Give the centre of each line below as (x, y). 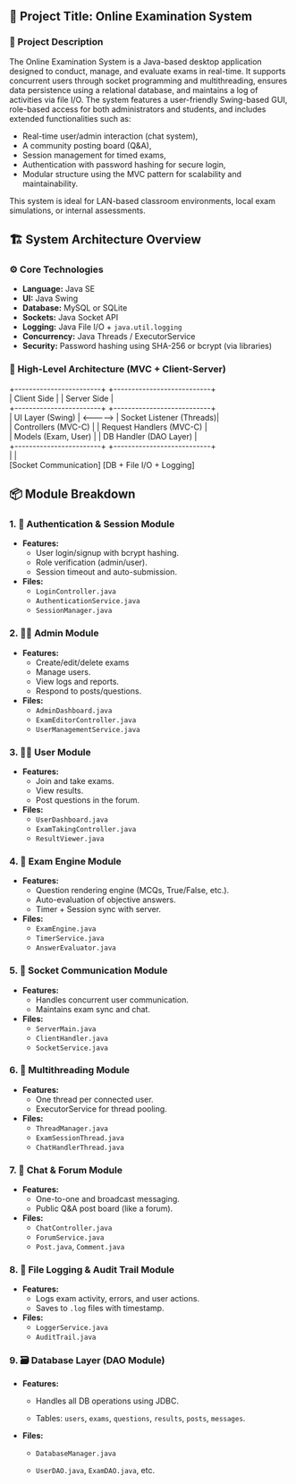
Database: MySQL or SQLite (75, 308)
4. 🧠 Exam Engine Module (66, 861)
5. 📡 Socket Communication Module (89, 970)
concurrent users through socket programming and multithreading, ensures (148, 81)
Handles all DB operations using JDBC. (107, 1401)
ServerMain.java (66, 1029)
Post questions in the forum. (88, 800)
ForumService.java (70, 1238)
